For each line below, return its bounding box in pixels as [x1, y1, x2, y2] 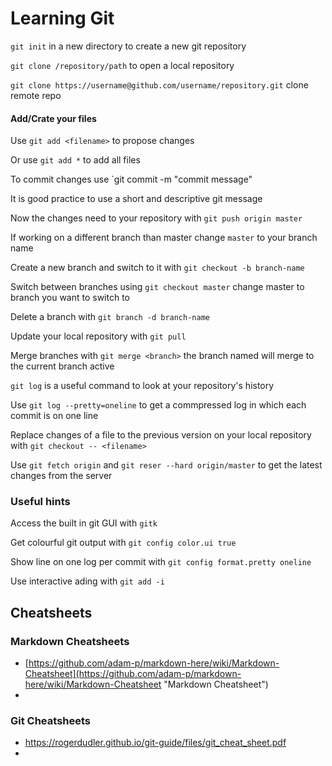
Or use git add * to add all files [10, 154, 141, 166]
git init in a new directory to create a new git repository [10, 40, 247, 52]
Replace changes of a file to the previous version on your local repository [10, 429, 312, 441]
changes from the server [10, 470, 113, 482]
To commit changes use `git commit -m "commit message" [10, 173, 253, 186]
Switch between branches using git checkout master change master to [10, 281, 305, 293]
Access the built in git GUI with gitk [10, 517, 158, 529]
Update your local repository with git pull [10, 330, 187, 342]
